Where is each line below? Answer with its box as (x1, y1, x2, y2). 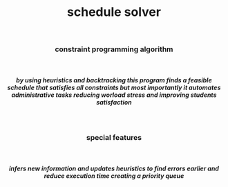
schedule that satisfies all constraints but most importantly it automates (7, 83, 221, 91)
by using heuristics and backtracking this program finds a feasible (16, 75, 212, 84)
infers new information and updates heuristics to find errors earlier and (9, 164, 219, 173)
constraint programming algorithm (55, 44, 173, 54)
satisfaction (95, 98, 133, 106)
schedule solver (66, 4, 162, 20)
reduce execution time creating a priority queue (44, 172, 184, 180)
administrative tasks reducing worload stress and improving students (11, 91, 217, 99)
